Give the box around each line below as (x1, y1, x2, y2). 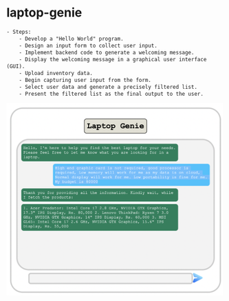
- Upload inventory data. (19, 70, 94, 76)
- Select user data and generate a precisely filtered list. (19, 83, 197, 90)
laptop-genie (6, 5, 83, 21)
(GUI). (6, 63, 25, 70)
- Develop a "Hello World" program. (19, 35, 124, 42)
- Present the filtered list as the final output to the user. (19, 90, 204, 97)
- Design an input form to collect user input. (19, 42, 157, 49)
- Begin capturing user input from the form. (19, 76, 152, 83)
